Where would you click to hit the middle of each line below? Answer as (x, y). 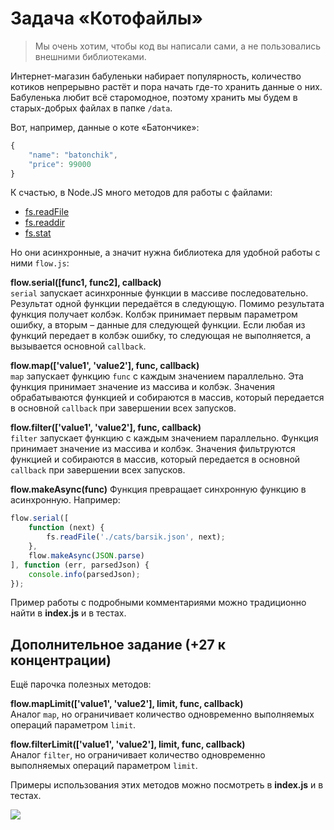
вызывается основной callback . (78, 346)
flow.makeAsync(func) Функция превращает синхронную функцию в (158, 489)
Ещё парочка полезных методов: (81, 684)
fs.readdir (45, 223)
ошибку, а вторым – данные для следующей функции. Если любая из (158, 325)
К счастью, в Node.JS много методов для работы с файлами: (141, 193)
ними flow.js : (40, 263)
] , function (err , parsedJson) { (80, 565)
